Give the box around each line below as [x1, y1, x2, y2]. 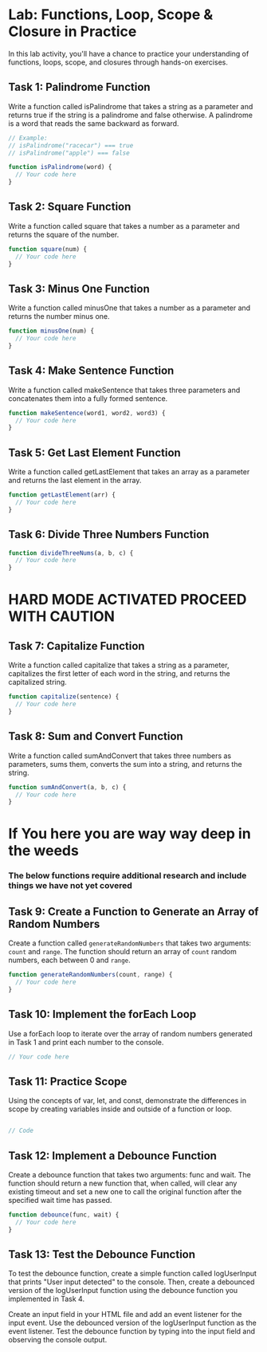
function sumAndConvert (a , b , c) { [8, 783, 127, 791]
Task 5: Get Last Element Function [8, 446, 181, 459]
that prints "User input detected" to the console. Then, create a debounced [8, 1277, 255, 1287]
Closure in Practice [8, 22, 137, 41]
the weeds [8, 842, 80, 860]
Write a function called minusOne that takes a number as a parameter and [8, 303, 251, 312]
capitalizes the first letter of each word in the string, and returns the [8, 669, 230, 678]
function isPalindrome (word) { [8, 163, 112, 171]
